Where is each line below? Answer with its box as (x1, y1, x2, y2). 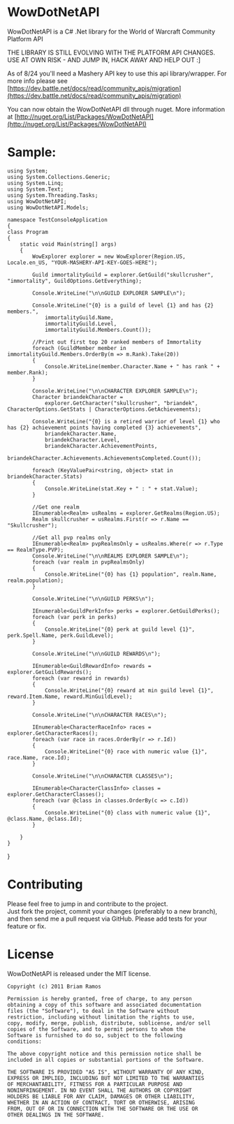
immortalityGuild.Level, (44, 320, 117, 327)
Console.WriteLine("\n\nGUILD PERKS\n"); (32, 595, 155, 602)
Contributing (7, 877, 83, 893)
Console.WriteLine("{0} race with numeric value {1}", (44, 748, 208, 755)
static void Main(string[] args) (20, 240, 117, 248)
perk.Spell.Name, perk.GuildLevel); (7, 632, 114, 639)
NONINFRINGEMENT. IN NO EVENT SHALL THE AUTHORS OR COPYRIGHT (7, 1087, 192, 1094)
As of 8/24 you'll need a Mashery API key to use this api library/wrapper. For (7, 69, 227, 78)
